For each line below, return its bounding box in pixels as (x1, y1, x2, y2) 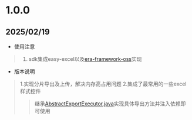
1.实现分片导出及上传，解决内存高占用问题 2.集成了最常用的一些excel (19, 80, 187, 87)
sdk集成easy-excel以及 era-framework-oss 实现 (28, 56, 142, 62)
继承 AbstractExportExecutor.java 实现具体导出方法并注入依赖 (34, 100, 181, 107)
